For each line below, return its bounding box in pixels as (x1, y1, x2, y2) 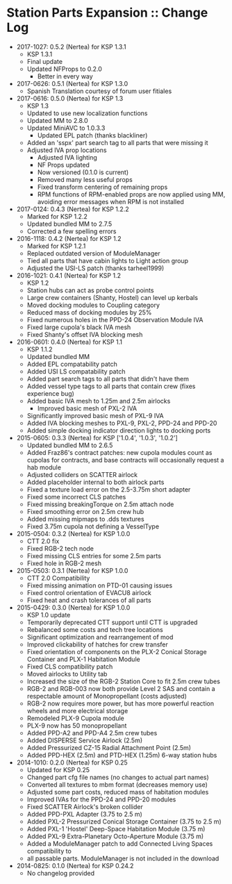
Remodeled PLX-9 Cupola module (26, 714, 124, 722)
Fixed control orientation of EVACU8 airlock (26, 588, 152, 597)
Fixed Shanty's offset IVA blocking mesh (26, 330, 143, 338)
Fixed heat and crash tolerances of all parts (26, 596, 151, 604)
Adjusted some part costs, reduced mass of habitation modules (26, 787, 209, 796)
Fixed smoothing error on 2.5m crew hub (26, 507, 144, 515)
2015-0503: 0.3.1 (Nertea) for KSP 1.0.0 (16, 566, 129, 574)
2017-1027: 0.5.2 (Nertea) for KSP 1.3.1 (16, 42, 126, 51)
